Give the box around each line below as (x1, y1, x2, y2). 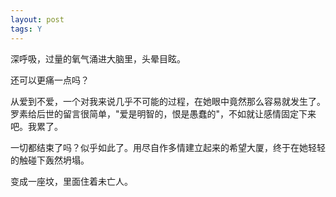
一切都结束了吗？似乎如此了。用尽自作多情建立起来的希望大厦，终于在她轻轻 (10, 141, 326, 153)
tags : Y (10, 24, 43, 34)
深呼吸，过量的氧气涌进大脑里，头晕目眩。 (10, 52, 186, 65)
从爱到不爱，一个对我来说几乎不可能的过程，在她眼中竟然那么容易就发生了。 (10, 95, 326, 107)
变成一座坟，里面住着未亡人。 (10, 175, 133, 187)
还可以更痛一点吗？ (10, 74, 90, 86)
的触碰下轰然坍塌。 (10, 154, 90, 166)
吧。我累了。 (10, 120, 63, 132)
